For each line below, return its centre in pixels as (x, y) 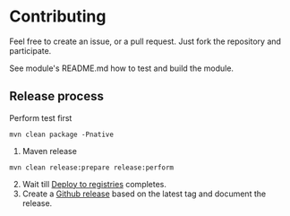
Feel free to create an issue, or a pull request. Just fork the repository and (145, 41)
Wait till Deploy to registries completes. (94, 184)
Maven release (50, 151)
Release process (57, 96)
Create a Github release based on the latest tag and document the (144, 194)
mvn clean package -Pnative (62, 134)
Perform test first (41, 117)
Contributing (58, 17)
